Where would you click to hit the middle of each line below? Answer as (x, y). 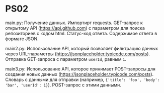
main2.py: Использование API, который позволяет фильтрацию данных (82, 48)
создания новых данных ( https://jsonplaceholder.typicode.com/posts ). (79, 74)
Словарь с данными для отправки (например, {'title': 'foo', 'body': (83, 79)
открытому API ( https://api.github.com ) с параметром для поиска (75, 28)
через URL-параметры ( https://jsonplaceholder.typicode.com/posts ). (77, 54)
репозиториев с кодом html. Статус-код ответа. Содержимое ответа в (81, 33)
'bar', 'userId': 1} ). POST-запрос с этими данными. (63, 85)
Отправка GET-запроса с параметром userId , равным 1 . (66, 59)
